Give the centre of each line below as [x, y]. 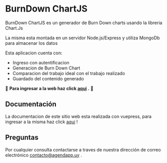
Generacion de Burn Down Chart [46, 68]
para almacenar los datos [31, 43]
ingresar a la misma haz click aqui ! [41, 122]
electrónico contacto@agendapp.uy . [44, 155]
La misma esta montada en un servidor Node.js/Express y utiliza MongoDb [82, 38]
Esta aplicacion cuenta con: [34, 53]
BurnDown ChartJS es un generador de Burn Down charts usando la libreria [84, 23]
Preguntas [22, 138]
